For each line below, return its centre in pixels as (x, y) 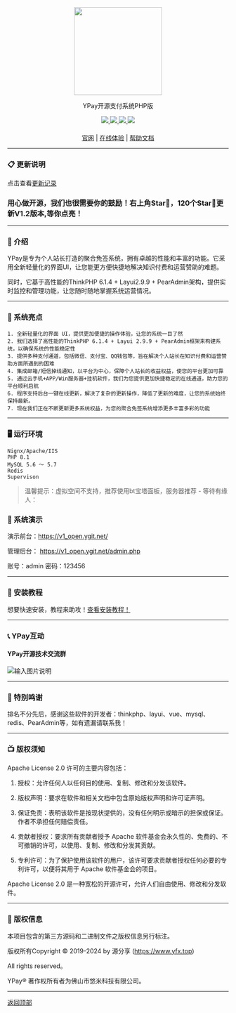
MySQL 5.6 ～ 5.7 (32, 465)
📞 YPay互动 (26, 636)
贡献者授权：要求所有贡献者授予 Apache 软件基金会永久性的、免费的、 (120, 837)
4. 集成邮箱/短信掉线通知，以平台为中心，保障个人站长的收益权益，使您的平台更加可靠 (116, 371)
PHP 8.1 (19, 457)
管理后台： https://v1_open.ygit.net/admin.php (74, 551)
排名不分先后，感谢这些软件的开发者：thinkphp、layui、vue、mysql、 (108, 714)
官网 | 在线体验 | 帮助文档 (118, 138)
